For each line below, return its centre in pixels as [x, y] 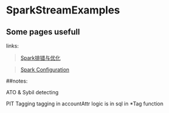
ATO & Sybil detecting [32, 92]
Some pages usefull [43, 32]
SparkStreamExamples [63, 10]
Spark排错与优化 [40, 58]
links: [13, 46]
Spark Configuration [45, 70]
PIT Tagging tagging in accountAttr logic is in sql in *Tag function [85, 104]
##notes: [17, 81]
